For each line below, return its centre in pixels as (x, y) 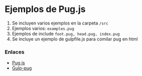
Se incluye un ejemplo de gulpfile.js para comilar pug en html (75, 39)
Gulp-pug (22, 68)
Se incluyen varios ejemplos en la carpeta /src (60, 23)
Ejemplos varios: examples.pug (43, 28)
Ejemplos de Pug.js (45, 9)
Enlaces (14, 52)
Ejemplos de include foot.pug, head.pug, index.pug (66, 33)
